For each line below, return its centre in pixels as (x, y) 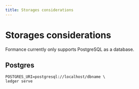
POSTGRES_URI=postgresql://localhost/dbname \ (55, 77)
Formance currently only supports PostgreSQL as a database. (70, 49)
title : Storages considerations (39, 10)
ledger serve (19, 81)
